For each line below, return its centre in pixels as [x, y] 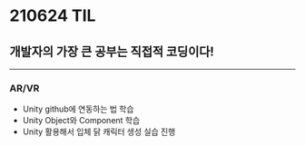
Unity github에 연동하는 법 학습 [78, 109]
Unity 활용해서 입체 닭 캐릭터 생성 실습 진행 [99, 131]
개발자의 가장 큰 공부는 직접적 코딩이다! [112, 51]
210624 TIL [53, 16]
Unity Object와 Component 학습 [81, 121]
